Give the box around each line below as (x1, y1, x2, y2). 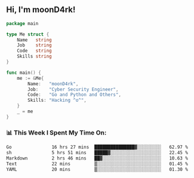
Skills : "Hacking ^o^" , (27, 98, 87, 104)
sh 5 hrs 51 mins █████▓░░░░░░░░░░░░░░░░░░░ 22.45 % (6, 149, 188, 155)
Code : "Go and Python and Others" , (27, 92, 121, 98)
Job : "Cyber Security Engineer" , (27, 86, 119, 92)
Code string (17, 48, 52, 54)
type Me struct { (6, 31, 50, 38)
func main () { (6, 70, 42, 76)
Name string (17, 37, 52, 43)
